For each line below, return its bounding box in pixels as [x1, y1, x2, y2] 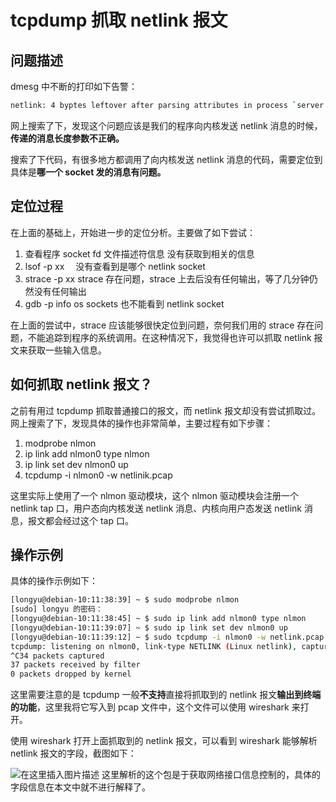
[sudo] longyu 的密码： [10, 604, 103, 615]
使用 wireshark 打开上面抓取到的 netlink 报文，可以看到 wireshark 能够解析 [10, 735, 318, 747]
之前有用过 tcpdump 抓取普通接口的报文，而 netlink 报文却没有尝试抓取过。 [10, 404, 322, 416]
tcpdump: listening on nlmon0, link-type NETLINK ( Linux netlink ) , [10, 641, 298, 651]
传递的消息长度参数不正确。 [10, 132, 125, 144]
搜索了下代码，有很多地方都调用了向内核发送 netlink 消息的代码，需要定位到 [10, 153, 323, 165]
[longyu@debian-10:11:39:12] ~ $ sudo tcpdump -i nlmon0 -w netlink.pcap [10, 632, 325, 642]
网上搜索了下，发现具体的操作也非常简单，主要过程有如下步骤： [10, 417, 273, 429]
